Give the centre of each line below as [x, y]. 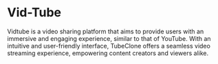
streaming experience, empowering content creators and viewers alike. [108, 53]
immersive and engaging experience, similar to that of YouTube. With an [109, 38]
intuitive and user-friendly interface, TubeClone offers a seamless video [109, 46]
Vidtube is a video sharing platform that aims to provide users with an [106, 31]
